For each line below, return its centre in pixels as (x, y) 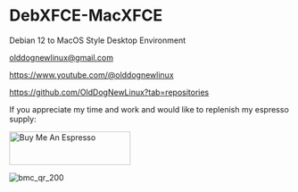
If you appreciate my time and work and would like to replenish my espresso (149, 109)
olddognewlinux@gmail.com (62, 57)
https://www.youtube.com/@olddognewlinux (91, 75)
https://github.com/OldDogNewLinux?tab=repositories (109, 92)
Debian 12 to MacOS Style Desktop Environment (98, 40)
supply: (23, 119)
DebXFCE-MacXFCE (86, 16)
